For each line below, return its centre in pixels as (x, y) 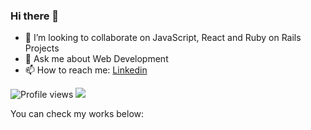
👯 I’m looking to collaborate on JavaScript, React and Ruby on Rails (163, 38)
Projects (42, 48)
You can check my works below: (77, 114)
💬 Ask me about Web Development (96, 59)
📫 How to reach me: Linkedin (86, 70)
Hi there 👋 (35, 16)
